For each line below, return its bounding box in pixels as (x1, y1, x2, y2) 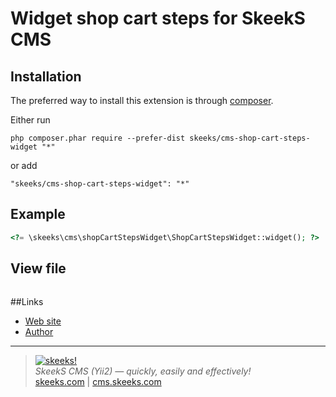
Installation (10, 68, 82, 85)
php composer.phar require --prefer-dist (10, 133, 186, 143)
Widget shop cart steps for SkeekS (10, 7, 306, 30)
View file (10, 260, 67, 277)
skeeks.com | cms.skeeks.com (34, 375, 162, 387)
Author (24, 325, 54, 337)
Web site (24, 315, 62, 327)
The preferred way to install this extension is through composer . (10, 95, 274, 106)
